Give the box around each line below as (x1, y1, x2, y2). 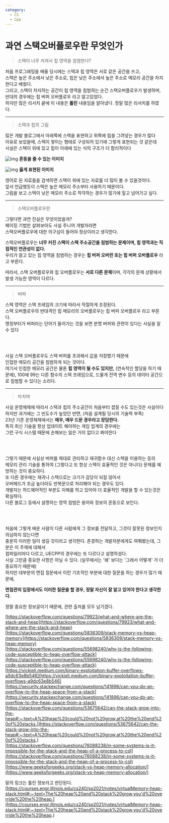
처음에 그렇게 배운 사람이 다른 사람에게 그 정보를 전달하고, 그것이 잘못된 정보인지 (5, 526, 162, 532)
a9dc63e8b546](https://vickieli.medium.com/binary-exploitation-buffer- (5, 673, 155, 679)
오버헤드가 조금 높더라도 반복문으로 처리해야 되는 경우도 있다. (5, 481, 125, 487)
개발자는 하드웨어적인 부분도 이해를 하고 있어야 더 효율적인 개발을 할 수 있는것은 (5, 487, 161, 493)
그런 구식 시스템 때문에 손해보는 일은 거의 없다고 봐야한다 (5, 430, 117, 436)
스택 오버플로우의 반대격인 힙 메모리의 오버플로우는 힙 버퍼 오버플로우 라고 (5, 308, 150, 314)
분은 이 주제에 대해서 (5, 544, 46, 550)
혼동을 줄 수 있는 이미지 (19, 156, 64, 162)
